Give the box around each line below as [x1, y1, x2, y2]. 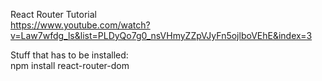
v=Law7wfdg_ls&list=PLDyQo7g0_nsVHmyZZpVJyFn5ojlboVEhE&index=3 [10, 30, 313, 41]
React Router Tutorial [10, 9, 97, 20]
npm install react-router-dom [10, 60, 130, 71]
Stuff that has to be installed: [10, 49, 129, 61]
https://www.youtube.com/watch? [10, 19, 151, 31]
